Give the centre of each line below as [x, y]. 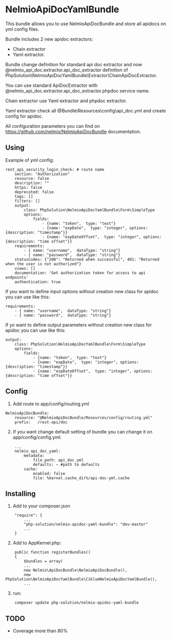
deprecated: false [34, 192]
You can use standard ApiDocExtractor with [52, 85]
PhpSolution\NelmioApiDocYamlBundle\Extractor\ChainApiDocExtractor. [81, 75]
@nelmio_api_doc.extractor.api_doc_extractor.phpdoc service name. [78, 90]
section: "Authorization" [42, 174]
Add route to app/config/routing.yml [51, 404]
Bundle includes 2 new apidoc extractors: [49, 39]
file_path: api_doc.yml [58, 460]
